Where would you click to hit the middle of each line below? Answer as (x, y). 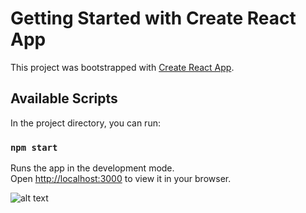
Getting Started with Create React (153, 18)
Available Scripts (64, 98)
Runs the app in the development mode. (92, 168)
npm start (34, 147)
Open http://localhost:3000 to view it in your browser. (121, 179)
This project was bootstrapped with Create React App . (122, 67)
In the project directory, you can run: (85, 123)
